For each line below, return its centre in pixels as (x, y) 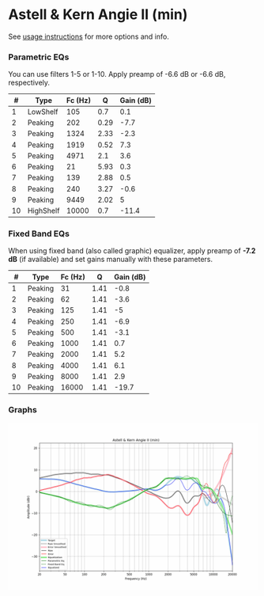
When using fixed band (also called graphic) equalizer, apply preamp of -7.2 (132, 251)
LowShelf (43, 112)
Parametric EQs (39, 57)
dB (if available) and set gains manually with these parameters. (111, 260)
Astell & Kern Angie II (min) (98, 15)
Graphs (23, 410)
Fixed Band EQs (39, 233)
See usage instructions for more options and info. (89, 36)
